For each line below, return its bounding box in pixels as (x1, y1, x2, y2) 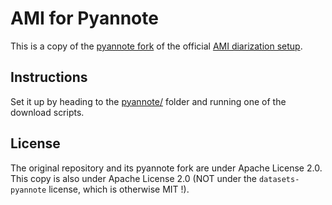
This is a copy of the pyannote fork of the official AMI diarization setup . (10, 40, 303, 52)
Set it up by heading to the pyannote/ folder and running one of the (10, 95, 287, 107)
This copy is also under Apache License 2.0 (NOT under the (10, 172, 257, 184)
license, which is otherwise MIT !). (48, 183, 190, 195)
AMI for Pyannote (10, 7, 159, 30)
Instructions (10, 69, 88, 86)
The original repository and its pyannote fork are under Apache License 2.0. (10, 162, 323, 174)
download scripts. (10, 106, 85, 118)
